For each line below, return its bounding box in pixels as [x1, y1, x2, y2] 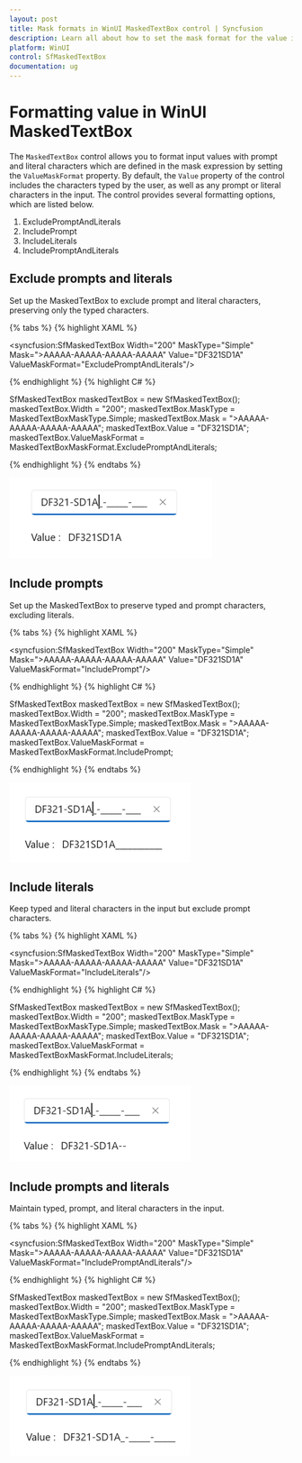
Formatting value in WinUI [9, 102, 207, 123]
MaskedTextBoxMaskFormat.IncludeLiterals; [9, 1050, 173, 1061]
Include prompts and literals [9, 1179, 170, 1194]
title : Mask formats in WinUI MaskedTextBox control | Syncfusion [9, 23, 263, 33]
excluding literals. [9, 609, 75, 620]
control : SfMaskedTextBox [9, 52, 106, 62]
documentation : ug [9, 62, 78, 71]
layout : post [9, 14, 58, 23]
